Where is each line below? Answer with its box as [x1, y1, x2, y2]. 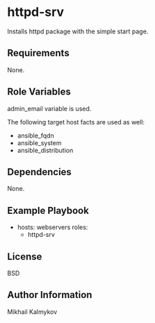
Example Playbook [7, 204, 89, 216]
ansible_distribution [17, 146, 74, 154]
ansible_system [17, 138, 62, 147]
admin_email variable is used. [7, 104, 92, 113]
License [7, 251, 42, 263]
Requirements [7, 47, 70, 59]
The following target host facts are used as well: [7, 117, 145, 126]
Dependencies [7, 166, 72, 178]
